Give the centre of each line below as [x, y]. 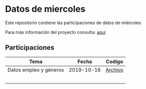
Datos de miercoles [45, 9]
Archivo [115, 70]
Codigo [114, 61]
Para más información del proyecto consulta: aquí [55, 32]
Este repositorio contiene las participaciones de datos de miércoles [73, 23]
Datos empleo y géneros [36, 70]
